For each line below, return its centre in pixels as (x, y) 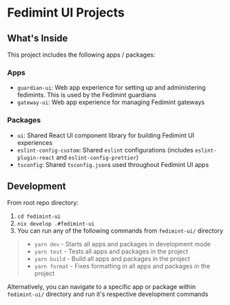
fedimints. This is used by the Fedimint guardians (87, 95)
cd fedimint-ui (39, 217)
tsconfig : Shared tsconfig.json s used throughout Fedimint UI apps (113, 164)
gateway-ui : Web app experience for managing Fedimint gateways (111, 102)
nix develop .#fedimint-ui (56, 224)
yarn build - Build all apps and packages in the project (112, 259)
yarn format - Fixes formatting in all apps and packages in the (122, 266)
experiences (35, 142)
